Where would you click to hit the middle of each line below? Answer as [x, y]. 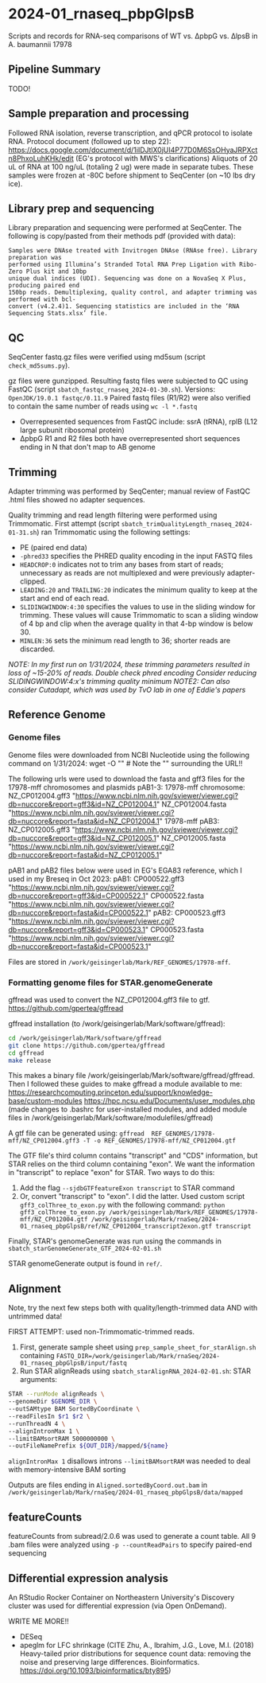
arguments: [39, 1380]
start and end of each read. [64, 598]
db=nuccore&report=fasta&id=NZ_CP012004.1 [84, 821]
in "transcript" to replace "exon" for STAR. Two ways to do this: [112, 1173]
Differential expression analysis [89, 1578]
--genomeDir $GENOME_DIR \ [53, 1402]
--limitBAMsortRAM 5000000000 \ [62, 1439]
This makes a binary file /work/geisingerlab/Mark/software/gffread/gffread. [132, 1076]
